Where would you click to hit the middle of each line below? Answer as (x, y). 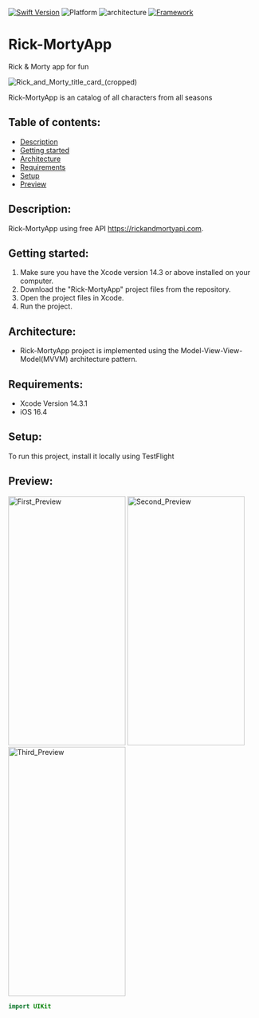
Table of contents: (55, 122)
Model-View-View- (212, 351)
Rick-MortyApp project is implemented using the (99, 351)
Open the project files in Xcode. (72, 298)
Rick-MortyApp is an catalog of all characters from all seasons (110, 97)
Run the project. (46, 306)
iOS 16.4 (33, 412)
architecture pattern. (104, 360)
